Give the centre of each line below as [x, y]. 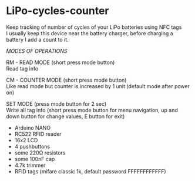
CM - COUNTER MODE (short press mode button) [66, 80]
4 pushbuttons [32, 146]
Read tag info [22, 68]
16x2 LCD [26, 140]
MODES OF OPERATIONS [37, 51]
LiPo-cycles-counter [58, 11]
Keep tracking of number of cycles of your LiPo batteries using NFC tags [94, 27]
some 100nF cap [35, 159]
